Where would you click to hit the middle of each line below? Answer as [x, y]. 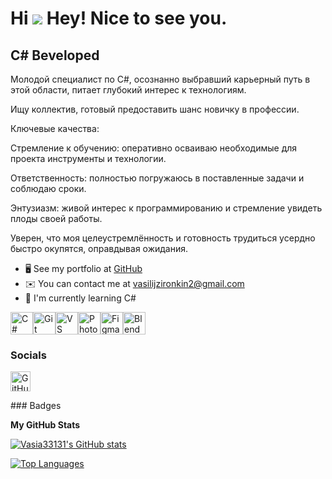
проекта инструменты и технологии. [88, 158]
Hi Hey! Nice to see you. [119, 18]
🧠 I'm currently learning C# [80, 298]
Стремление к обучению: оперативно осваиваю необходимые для [154, 148]
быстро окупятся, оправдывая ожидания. [99, 248]
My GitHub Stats [45, 425]
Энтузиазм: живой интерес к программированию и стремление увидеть [166, 208]
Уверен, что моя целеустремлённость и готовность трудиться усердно [163, 238]
